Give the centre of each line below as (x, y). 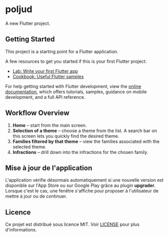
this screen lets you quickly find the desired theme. (66, 136)
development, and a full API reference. (45, 97)
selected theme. (29, 147)
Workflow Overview (37, 113)
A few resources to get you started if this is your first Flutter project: (76, 61)
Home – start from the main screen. (50, 125)
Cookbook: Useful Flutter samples (48, 76)
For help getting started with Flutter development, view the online (73, 86)
